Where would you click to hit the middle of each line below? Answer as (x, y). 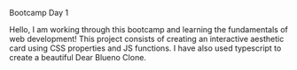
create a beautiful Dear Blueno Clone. (78, 57)
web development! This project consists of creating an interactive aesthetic (147, 39)
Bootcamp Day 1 (39, 13)
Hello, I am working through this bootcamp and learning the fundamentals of (148, 29)
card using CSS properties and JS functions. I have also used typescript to (145, 48)
